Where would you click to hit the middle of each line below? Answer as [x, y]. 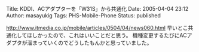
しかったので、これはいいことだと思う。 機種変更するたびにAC [109, 35]
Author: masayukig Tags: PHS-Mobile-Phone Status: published [84, 16]
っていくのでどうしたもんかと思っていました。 [95, 43]
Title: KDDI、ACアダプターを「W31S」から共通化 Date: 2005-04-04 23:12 [97, 9]
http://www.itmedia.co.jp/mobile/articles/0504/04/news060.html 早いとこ [97, 28]
